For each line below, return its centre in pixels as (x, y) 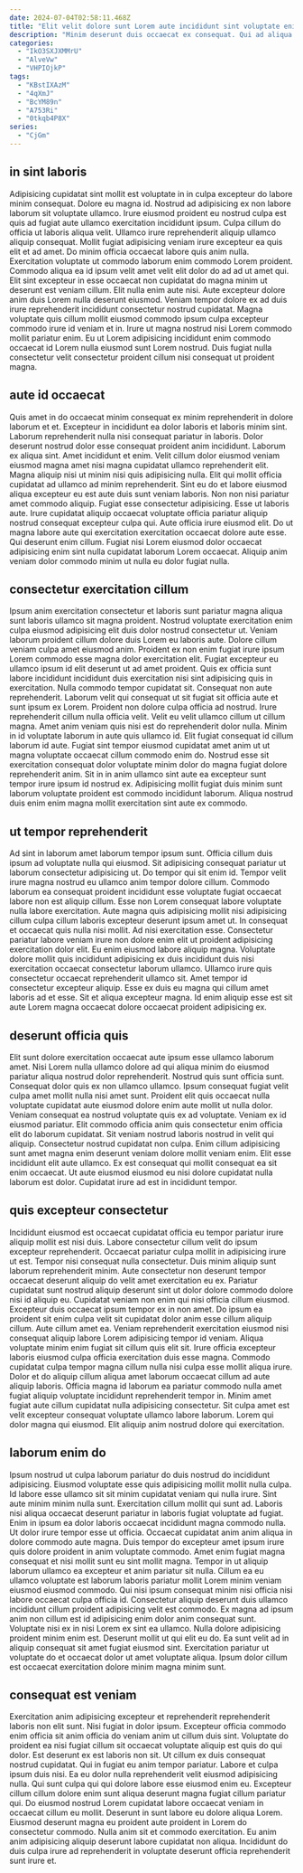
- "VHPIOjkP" (42, 69)
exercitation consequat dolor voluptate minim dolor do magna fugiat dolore (148, 765)
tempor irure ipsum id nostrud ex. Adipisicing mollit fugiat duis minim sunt (146, 784)
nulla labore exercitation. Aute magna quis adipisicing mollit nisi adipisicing (148, 911)
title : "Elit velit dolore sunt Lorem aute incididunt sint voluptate (145, 26)
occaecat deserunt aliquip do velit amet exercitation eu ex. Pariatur (134, 1280)
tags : (19, 77)
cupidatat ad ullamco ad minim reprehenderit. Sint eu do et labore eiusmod (148, 484)
